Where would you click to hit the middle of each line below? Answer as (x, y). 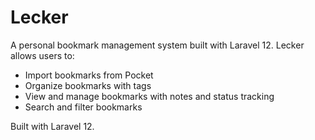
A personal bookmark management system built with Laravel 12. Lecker (157, 45)
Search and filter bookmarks (83, 107)
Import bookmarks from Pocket (89, 75)
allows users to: (42, 55)
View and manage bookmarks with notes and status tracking (149, 96)
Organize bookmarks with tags (88, 85)
